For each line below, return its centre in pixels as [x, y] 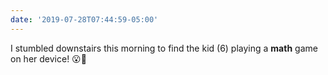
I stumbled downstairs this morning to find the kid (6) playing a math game [164, 48]
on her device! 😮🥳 [48, 58]
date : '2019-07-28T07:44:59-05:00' [84, 19]
